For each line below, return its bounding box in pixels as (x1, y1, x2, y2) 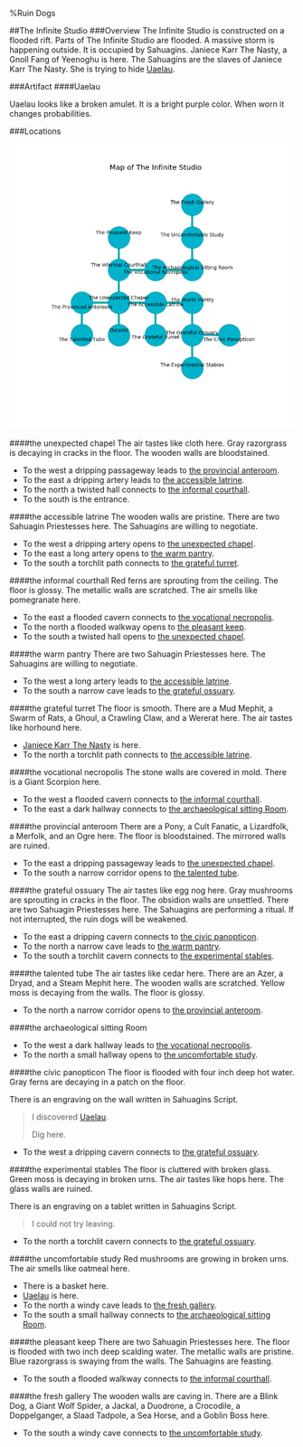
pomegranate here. (9, 594, 81, 605)
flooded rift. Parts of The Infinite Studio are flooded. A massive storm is (9, 35, 275, 45)
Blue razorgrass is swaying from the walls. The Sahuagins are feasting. (9, 1356, 274, 1367)
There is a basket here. (22, 1281, 109, 1291)
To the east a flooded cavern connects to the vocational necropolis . (22, 612, 275, 622)
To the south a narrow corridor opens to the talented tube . (22, 867, 240, 878)
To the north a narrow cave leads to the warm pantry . (22, 941, 222, 951)
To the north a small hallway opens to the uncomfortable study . (22, 1049, 258, 1060)
